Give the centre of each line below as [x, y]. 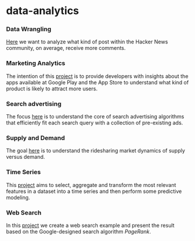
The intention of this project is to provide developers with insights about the [97, 76]
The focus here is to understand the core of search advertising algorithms [95, 117]
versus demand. [25, 157]
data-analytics [42, 11]
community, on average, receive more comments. [66, 48]
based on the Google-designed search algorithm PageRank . [78, 231]
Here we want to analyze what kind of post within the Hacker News [87, 42]
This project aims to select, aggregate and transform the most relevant [91, 185]
